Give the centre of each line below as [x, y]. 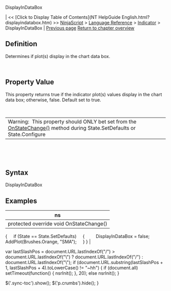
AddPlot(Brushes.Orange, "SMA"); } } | [48, 242]
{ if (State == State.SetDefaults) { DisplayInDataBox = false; [78, 237]
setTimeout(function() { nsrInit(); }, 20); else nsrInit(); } [62, 273]
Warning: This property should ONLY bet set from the [72, 122]
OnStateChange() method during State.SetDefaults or [72, 128]
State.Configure [27, 134]
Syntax [17, 173]
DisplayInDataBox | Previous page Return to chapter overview [70, 28]
